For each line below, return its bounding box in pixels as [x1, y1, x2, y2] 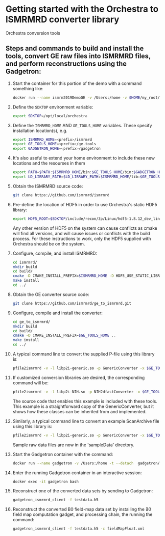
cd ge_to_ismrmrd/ [12, 319, 50, 324]
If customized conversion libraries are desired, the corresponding [12, 375, 145, 380]
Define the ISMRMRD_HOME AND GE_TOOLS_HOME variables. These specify [12, 122, 152, 128]
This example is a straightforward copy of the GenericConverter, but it [12, 403, 154, 409]
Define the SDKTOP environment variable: [12, 104, 94, 110]
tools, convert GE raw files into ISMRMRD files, [5, 52, 151, 60]
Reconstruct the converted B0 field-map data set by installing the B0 [12, 507, 151, 512]
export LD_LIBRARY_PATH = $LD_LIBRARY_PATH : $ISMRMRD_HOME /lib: [12, 174, 141, 179]
